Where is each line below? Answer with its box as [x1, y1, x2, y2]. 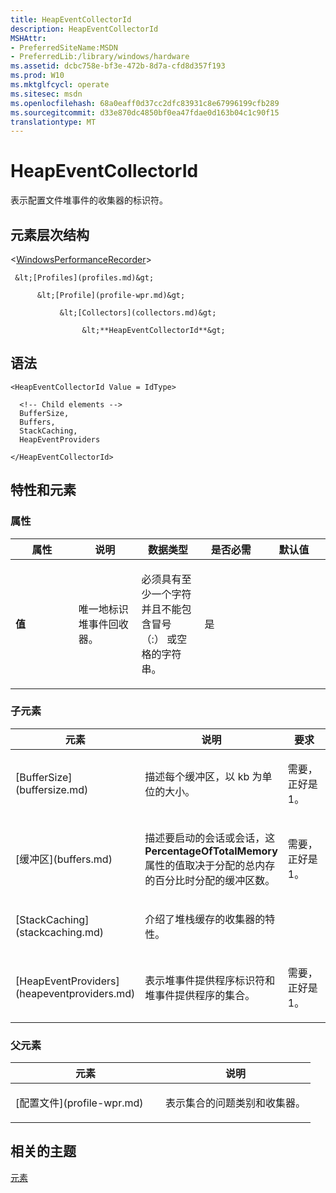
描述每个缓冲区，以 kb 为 [144, 769, 263, 783]
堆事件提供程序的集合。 [144, 988, 256, 1002]
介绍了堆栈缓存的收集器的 [144, 912, 266, 926]
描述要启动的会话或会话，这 [144, 831, 276, 845]
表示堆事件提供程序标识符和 [144, 973, 276, 987]
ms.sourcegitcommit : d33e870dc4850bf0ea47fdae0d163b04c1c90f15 [10, 107, 280, 118]
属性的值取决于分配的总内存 [144, 858, 276, 872]
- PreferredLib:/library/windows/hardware [10, 52, 190, 62]
